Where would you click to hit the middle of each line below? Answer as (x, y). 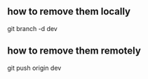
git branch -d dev (32, 28)
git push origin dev (34, 68)
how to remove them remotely (74, 51)
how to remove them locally (69, 12)
